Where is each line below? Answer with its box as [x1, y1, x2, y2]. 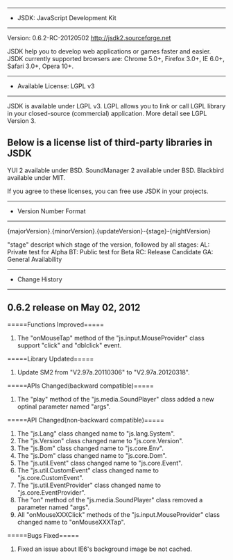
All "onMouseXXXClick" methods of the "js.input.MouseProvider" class [17, 510, 221, 518]
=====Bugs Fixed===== [7, 531, 80, 539]
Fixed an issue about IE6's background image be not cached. [17, 545, 193, 553]
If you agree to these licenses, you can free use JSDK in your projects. [7, 187, 209, 195]
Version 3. [7, 117, 37, 125]
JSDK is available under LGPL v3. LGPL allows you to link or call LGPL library [7, 102, 226, 110]
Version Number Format [17, 206, 86, 215]
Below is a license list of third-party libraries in [7, 137, 213, 149]
